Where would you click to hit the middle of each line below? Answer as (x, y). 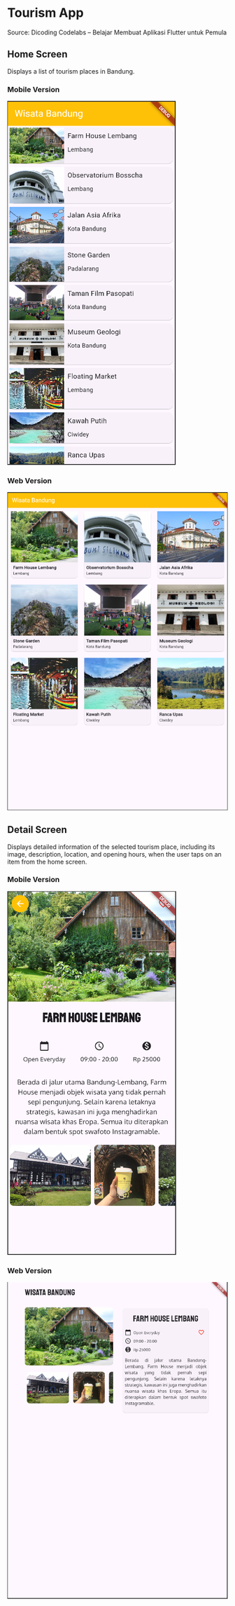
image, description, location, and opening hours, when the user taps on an (114, 854)
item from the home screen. (47, 862)
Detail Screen (37, 830)
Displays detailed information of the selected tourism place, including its (111, 847)
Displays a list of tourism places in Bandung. (71, 71)
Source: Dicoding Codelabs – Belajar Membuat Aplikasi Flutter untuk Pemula (117, 32)
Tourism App (45, 13)
